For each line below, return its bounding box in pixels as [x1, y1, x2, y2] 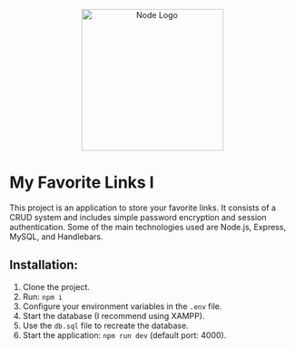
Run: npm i [22, 291, 64, 302]
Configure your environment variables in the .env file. [22, 300, 222, 312]
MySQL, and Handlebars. [9, 231, 103, 242]
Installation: [9, 257, 79, 273]
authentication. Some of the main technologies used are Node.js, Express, [9, 221, 287, 232]
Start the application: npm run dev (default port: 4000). [22, 329, 227, 340]
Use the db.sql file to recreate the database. [22, 320, 189, 331]
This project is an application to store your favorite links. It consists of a [9, 202, 277, 213]
